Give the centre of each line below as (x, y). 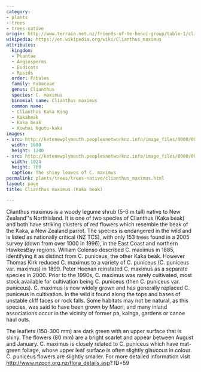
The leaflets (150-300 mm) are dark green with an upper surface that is (94, 331)
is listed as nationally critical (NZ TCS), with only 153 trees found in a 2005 (98, 237)
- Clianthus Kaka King (40, 112)
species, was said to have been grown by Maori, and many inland (87, 307)
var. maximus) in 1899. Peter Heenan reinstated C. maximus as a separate (97, 269)
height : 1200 (28, 150)
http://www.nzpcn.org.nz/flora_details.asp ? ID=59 (68, 362)
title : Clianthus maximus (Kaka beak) (54, 189)
